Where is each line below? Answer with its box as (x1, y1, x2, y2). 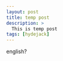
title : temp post (6, 14, 50, 21)
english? (6, 48, 27, 55)
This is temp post (11, 25, 58, 32)
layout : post (6, 8, 39, 15)
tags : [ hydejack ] (6, 31, 50, 37)
